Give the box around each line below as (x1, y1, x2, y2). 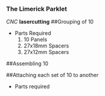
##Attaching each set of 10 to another (6, 72, 99, 79)
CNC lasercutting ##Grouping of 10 (6, 18, 94, 25)
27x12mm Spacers (23, 49, 69, 56)
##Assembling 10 (6, 60, 49, 67)
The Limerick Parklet (6, 5, 67, 13)
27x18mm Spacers (23, 42, 69, 49)
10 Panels (23, 36, 47, 43)
